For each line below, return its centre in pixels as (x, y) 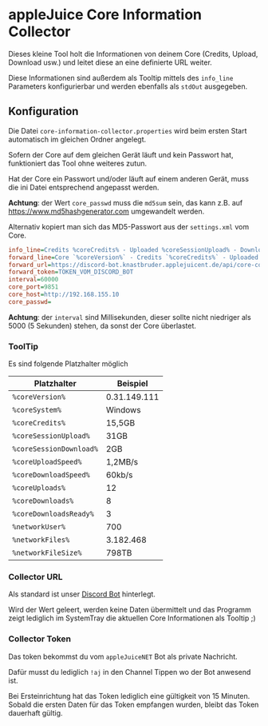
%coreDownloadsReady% (53, 514)
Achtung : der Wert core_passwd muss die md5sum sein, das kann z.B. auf (126, 202)
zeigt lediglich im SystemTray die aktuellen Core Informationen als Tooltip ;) (132, 618)
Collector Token (40, 639)
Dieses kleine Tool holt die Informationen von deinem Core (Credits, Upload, (133, 54)
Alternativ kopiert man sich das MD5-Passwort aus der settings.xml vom (129, 226)
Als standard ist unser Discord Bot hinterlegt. (82, 594)
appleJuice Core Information (105, 15)
